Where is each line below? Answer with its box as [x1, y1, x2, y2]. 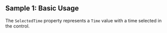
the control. [5, 23, 30, 29]
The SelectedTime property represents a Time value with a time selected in [5, 17, 162, 23]
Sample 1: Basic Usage [5, 4, 79, 13]
